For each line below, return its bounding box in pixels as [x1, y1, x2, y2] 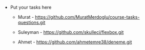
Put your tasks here [10, 5, 52, 10]
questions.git [17, 20, 46, 25]
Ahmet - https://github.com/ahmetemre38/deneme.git [17, 39, 132, 45]
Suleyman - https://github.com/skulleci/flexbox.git [17, 29, 124, 35]
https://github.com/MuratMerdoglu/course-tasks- [35, 14, 140, 20]
